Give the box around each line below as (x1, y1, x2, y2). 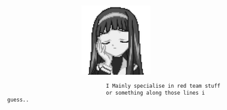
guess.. (7, 96, 30, 103)
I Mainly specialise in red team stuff (106, 82, 221, 89)
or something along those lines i (106, 89, 206, 96)
